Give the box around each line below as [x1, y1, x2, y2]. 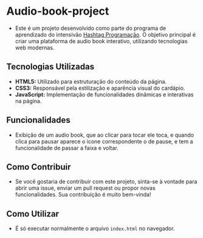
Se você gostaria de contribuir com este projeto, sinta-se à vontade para [15, 178, 198, 186]
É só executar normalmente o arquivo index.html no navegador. [15, 225, 175, 233]
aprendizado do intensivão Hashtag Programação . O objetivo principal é [15, 31, 196, 38]
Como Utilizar [6, 209, 60, 219]
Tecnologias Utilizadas [6, 62, 95, 72]
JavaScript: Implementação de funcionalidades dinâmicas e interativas [15, 90, 194, 98]
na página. [15, 97, 42, 104]
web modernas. [15, 44, 55, 51]
